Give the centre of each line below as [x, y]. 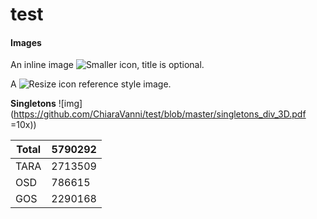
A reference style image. [91, 84]
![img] [70, 104]
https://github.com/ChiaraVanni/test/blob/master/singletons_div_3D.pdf [160, 114]
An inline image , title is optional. [107, 65]
